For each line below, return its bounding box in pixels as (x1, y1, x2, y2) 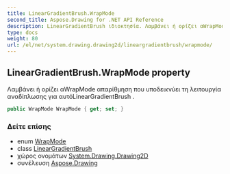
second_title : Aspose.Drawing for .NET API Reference (7, 16, 164, 23)
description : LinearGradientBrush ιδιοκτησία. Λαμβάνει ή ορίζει (7, 23, 197, 29)
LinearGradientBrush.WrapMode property (7, 67, 190, 78)
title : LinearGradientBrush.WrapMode (7, 10, 115, 17)
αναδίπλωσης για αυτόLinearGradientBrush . (7, 92, 135, 100)
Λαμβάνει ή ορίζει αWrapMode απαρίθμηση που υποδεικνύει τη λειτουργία (7, 85, 222, 93)
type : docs (7, 29, 38, 36)
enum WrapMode (16, 137, 66, 145)
